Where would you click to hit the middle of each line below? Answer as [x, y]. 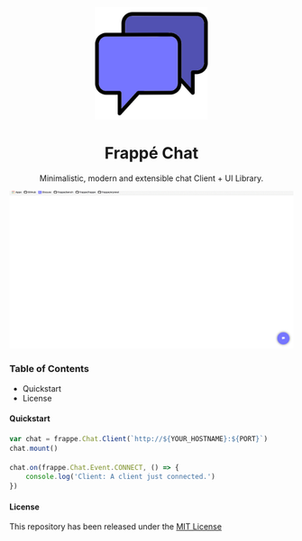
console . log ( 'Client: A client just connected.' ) [121, 477]
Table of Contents [50, 369]
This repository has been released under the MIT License [116, 527]
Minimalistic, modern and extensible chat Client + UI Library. [151, 178]
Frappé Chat [151, 153]
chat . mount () [34, 448]
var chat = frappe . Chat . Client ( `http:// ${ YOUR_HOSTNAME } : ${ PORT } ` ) [139, 438]
